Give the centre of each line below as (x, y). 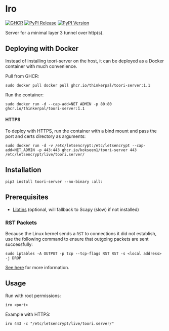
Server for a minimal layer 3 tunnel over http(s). (54, 32)
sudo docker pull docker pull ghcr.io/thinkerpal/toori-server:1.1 (78, 85)
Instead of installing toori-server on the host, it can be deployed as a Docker (85, 61)
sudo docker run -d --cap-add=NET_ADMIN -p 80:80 (59, 104)
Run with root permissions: (33, 296)
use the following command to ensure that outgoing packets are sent (77, 239)
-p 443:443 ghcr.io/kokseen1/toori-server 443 (87, 150)
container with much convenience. (41, 66)
